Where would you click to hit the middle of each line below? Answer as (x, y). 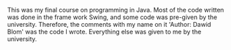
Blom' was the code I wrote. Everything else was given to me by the (104, 32)
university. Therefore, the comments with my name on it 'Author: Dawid (109, 24)
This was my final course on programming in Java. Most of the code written (116, 10)
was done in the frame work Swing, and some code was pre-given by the (112, 17)
